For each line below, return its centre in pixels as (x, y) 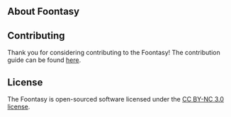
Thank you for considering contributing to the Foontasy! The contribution (114, 53)
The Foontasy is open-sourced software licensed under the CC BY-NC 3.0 (116, 99)
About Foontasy (44, 12)
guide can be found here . (44, 60)
